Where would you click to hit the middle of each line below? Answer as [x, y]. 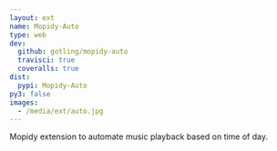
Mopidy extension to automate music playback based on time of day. [139, 136]
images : [24, 102]
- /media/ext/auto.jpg [61, 111]
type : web [28, 35]
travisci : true [46, 60]
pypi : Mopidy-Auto [53, 86]
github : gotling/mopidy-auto [73, 52]
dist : [20, 77]
